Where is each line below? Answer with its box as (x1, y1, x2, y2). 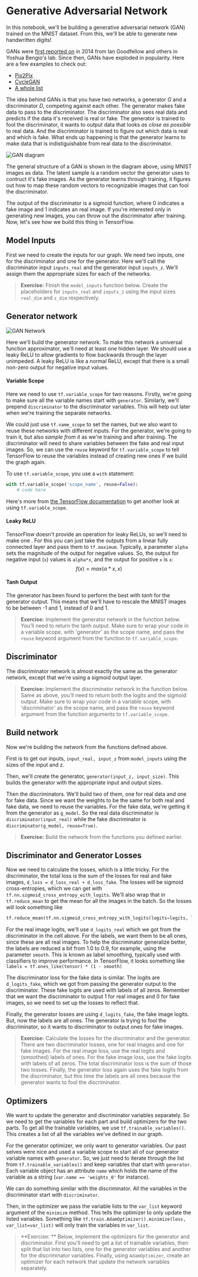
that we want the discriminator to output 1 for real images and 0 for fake (6, 993, 180, 1000)
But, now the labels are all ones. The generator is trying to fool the (6, 1017, 167, 1024)
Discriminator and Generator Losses (6, 850, 142, 860)
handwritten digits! (6, 36, 52, 43)
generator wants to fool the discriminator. (20, 1079, 121, 1086)
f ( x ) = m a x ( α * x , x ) (75, 565, 123, 572)
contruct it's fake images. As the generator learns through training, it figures (6, 175, 191, 182)
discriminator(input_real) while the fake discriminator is (6, 815, 146, 822)
